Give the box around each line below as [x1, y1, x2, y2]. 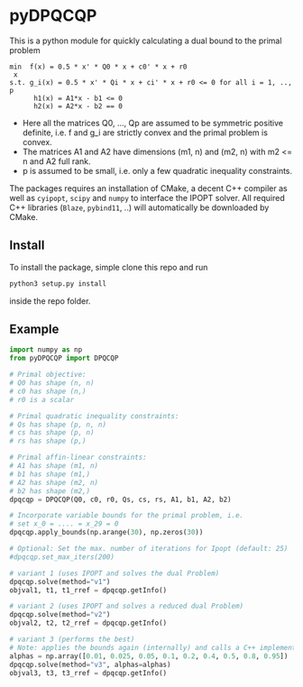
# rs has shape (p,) [9, 436, 87, 446]
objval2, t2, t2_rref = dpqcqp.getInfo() [9, 618, 168, 627]
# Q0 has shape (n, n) [9, 379, 95, 388]
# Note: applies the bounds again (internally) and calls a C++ [9, 643, 256, 652]
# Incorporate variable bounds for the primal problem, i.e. [9, 511, 244, 520]
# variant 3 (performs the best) [9, 635, 135, 645]
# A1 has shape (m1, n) [9, 462, 99, 471]
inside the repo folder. [9, 295, 91, 307]
